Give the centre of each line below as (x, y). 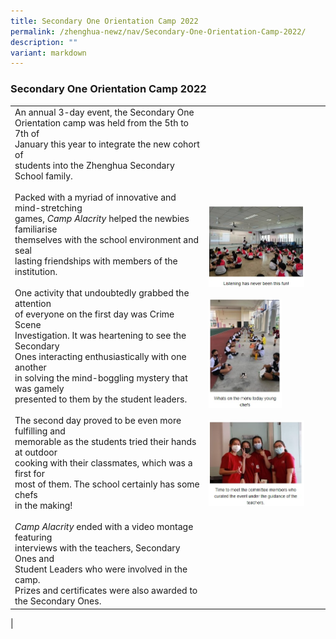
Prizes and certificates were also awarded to (106, 591)
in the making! (43, 506)
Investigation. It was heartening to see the (100, 336)
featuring (33, 537)
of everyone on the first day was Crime (94, 314)
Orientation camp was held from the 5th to (102, 123)
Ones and (34, 559)
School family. (43, 176)
